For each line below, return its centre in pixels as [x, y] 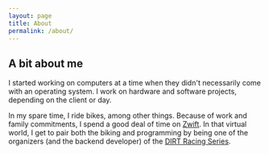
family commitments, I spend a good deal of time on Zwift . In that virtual [128, 124]
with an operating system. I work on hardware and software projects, [123, 92]
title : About [30, 23]
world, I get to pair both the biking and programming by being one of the [128, 133]
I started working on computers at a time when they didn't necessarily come [135, 83]
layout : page [30, 16]
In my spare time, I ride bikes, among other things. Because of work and [128, 116]
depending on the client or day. [60, 100]
